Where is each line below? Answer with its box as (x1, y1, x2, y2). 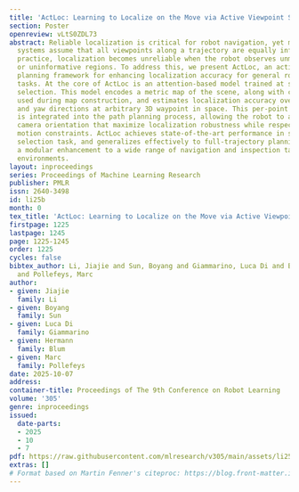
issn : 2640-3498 (9, 187, 69, 196)
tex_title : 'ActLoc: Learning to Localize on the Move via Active (9, 211, 261, 221)
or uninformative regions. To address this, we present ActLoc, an (17, 63, 273, 72)
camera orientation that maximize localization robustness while (17, 121, 265, 130)
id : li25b (9, 195, 46, 205)
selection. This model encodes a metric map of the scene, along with (17, 87, 285, 96)
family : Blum (17, 344, 66, 353)
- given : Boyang (9, 303, 69, 312)
